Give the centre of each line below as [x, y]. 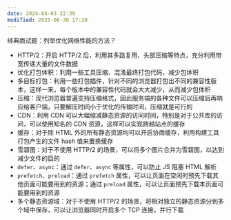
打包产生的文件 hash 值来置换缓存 [65, 141]
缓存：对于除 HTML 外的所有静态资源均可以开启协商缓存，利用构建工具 [118, 132]
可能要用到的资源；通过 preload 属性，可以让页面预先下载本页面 [127, 184]
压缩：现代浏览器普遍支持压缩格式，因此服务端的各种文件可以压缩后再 [117, 98]
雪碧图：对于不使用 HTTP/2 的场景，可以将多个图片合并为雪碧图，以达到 [120, 149]
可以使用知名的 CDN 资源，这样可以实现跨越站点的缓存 [107, 124]
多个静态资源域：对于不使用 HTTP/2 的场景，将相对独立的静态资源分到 [118, 201]
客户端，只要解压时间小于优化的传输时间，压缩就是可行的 [111, 107]
